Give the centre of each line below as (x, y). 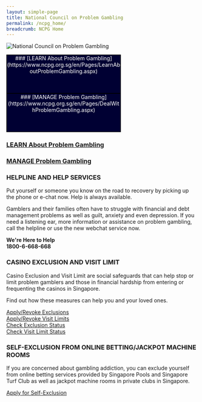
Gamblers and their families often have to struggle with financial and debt (98, 209)
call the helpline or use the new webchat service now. (73, 228)
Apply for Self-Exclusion (37, 392)
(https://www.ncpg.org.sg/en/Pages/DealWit (64, 103)
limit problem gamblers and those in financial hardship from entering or (95, 282)
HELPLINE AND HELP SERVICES (54, 178)
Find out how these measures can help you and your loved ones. (87, 300)
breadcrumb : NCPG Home (35, 29)
